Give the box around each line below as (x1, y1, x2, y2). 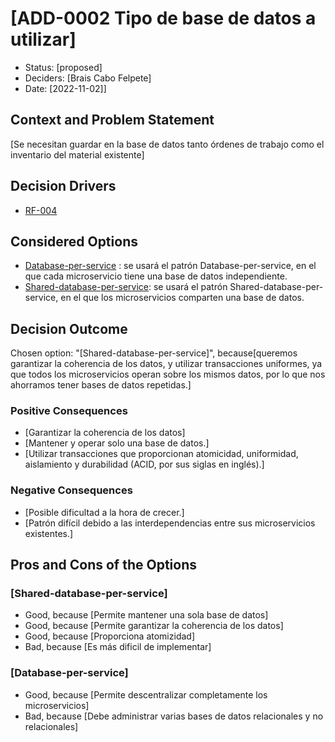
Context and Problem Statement (10, 112, 215, 129)
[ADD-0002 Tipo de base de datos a (10, 7, 317, 30)
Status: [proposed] (24, 61, 103, 73)
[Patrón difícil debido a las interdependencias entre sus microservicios (24, 517, 316, 529)
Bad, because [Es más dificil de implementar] (24, 641, 212, 653)
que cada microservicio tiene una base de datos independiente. (24, 270, 288, 282)
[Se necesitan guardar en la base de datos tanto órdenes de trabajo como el (10, 138, 325, 150)
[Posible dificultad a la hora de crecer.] (24, 506, 185, 518)
